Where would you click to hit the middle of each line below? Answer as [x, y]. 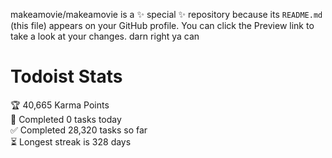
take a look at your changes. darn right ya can [105, 36]
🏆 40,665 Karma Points [60, 105]
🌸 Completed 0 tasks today [66, 119]
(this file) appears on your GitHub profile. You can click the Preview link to [162, 25]
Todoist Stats [66, 76]
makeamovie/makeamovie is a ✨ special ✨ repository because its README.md [166, 14]
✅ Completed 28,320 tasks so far [79, 130]
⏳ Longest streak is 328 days [71, 141]
